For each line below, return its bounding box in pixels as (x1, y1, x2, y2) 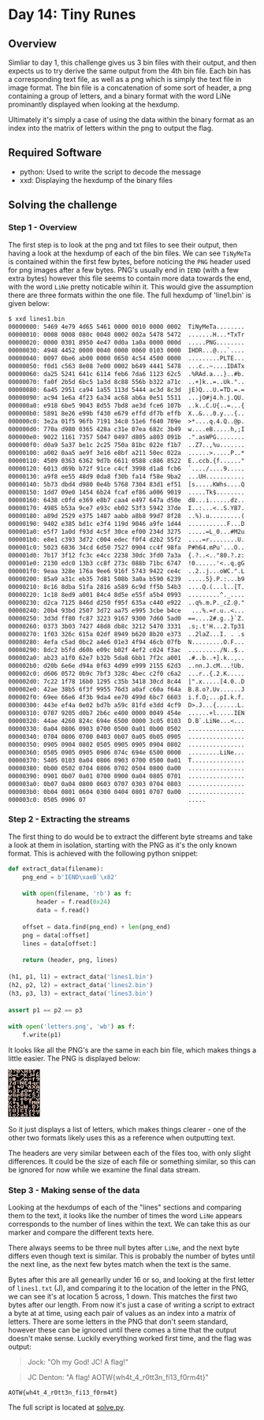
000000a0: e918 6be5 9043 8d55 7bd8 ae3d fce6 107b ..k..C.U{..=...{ (8, 401, 245, 409)
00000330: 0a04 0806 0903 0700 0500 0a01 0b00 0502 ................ (8, 725, 245, 732)
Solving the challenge (8, 199, 117, 212)
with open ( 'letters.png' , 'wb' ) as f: (8, 1023, 136, 1031)
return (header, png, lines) (22, 956, 118, 964)
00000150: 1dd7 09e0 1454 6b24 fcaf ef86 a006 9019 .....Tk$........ (8, 488, 245, 496)
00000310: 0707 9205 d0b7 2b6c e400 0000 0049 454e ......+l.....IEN (8, 709, 245, 717)
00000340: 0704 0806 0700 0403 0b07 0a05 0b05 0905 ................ (8, 732, 245, 740)
